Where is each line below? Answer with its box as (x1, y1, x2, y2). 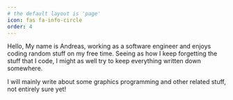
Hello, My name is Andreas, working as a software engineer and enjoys (7, 42, 211, 51)
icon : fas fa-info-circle (7, 17, 82, 24)
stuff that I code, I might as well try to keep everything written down (7, 57, 202, 65)
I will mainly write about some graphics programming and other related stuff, (7, 78, 226, 86)
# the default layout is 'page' (7, 10, 101, 17)
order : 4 (7, 23, 33, 30)
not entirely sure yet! (7, 85, 67, 94)
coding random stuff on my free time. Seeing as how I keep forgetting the (7, 49, 218, 58)
